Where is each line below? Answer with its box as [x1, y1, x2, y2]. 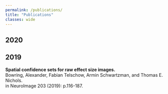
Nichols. [5, 77, 23, 83]
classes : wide [5, 17, 36, 22]
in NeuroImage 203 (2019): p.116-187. [5, 82, 83, 89]
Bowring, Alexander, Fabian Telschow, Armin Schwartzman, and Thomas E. [5, 72, 163, 78]
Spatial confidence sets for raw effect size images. [5, 67, 116, 73]
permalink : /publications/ [5, 7, 63, 13]
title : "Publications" [5, 12, 54, 17]
